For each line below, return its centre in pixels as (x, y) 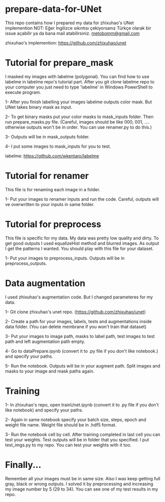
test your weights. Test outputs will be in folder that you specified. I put (77, 439)
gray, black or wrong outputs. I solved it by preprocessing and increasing (79, 484)
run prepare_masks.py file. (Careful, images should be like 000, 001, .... (77, 122)
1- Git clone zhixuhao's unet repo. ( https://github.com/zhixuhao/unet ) (76, 312)
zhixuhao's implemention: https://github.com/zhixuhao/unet (66, 42)
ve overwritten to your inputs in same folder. (50, 204)
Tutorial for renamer (47, 176)
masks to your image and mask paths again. (50, 371)
